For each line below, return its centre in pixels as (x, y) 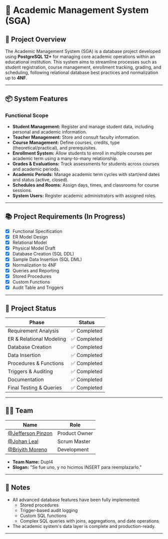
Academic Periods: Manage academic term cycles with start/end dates (86, 174)
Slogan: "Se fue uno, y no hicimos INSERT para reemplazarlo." (77, 467)
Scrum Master (74, 441)
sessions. (22, 190)
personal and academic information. (49, 131)
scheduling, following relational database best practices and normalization (82, 72)
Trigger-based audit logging (49, 510)
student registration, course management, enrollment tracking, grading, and (83, 67)
